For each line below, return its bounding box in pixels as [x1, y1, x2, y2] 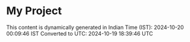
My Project [6, 4, 62, 18]
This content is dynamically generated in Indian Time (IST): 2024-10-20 [6, 24, 184, 31]
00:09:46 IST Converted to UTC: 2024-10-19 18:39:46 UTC [6, 30, 153, 37]
